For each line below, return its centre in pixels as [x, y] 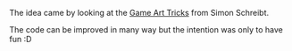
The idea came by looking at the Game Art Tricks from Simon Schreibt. [139, 13]
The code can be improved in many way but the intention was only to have [146, 29]
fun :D [21, 39]
